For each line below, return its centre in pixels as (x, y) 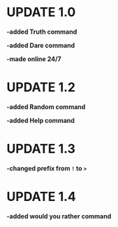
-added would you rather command (59, 216)
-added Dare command (41, 45)
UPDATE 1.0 (41, 12)
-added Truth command (42, 32)
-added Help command (40, 120)
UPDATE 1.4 (41, 197)
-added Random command (46, 107)
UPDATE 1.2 (41, 87)
